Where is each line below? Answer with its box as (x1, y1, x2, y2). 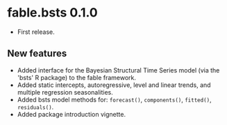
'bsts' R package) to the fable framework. (17, 73, 137, 81)
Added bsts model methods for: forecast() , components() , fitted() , (17, 95, 212, 104)
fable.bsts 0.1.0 (7, 5, 99, 21)
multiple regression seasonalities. (17, 88, 113, 96)
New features (7, 48, 67, 59)
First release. (17, 28, 55, 36)
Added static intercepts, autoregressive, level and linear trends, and (17, 81, 211, 89)
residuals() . (17, 102, 54, 111)
